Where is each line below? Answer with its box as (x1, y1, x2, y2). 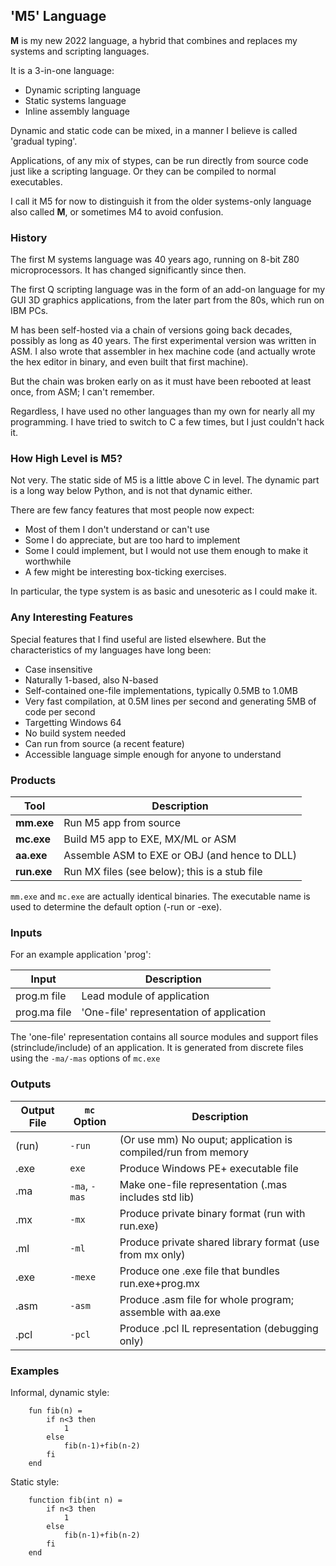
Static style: (10, 1475, 60, 1488)
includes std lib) (119, 1190, 195, 1204)
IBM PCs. (10, 305, 49, 317)
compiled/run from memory (119, 1145, 249, 1159)
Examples (10, 1364, 60, 1378)
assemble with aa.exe (119, 1305, 222, 1319)
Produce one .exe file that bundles (119, 1264, 280, 1278)
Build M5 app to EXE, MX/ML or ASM (63, 832, 237, 846)
